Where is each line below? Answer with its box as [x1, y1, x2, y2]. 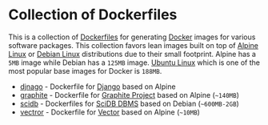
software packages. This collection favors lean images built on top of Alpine [8, 40, 258, 50]
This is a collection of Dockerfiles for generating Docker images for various [8, 32, 256, 42]
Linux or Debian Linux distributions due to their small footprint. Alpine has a [8, 49, 256, 58]
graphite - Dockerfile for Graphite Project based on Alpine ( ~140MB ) [19, 90, 240, 99]
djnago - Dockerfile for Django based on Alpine [19, 82, 176, 91]
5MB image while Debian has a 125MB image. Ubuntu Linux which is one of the [8, 58, 260, 67]
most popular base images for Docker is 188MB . [8, 66, 162, 75]
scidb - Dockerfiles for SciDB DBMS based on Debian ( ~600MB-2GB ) [19, 99, 240, 108]
